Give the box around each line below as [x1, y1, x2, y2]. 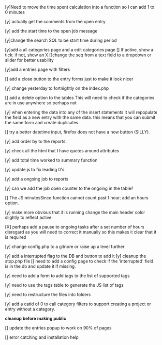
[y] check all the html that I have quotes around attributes [5, 148, 119, 153]
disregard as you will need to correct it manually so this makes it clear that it [5, 229, 157, 235]
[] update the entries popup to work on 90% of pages [5, 325, 112, 330]
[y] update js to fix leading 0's [5, 167, 65, 172]
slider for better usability [5, 57, 54, 63]
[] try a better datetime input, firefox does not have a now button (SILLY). [5, 129, 150, 135]
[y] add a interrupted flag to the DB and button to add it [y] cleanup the [5, 253, 147, 259]
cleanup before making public [5, 315, 67, 321]
